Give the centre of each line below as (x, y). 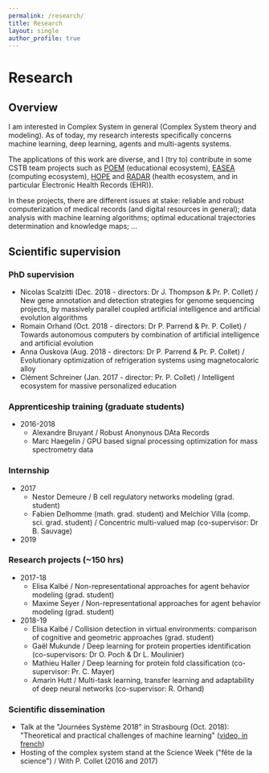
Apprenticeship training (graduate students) (96, 407)
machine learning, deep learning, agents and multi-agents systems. (120, 144)
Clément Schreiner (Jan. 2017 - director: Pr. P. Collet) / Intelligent (127, 377)
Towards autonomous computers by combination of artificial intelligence (139, 334)
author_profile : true (45, 38)
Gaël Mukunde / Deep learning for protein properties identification (141, 646)
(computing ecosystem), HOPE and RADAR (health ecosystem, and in (123, 177)
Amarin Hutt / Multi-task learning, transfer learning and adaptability (143, 680)
